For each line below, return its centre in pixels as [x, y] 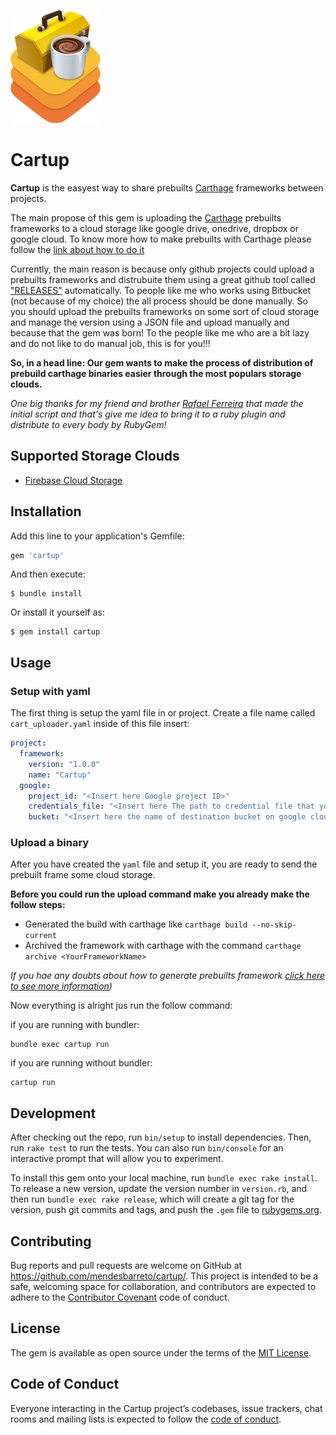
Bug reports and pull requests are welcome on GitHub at [126, 1266]
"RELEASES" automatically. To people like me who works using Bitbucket [161, 290]
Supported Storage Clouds [95, 456]
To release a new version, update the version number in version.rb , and [159, 1189]
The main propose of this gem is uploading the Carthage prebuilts [146, 217]
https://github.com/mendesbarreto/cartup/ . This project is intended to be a [164, 1276]
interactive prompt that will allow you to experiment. [117, 1159]
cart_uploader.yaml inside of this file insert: [100, 724]
